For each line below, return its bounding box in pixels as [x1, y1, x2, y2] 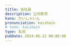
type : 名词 [5, 29, 26, 34]
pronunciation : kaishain [5, 20, 55, 25]
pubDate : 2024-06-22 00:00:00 [5, 34, 67, 39]
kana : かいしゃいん [5, 16, 40, 21]
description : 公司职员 [5, 11, 48, 16]
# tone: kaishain [5, 25, 40, 30]
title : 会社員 [5, 7, 32, 12]
